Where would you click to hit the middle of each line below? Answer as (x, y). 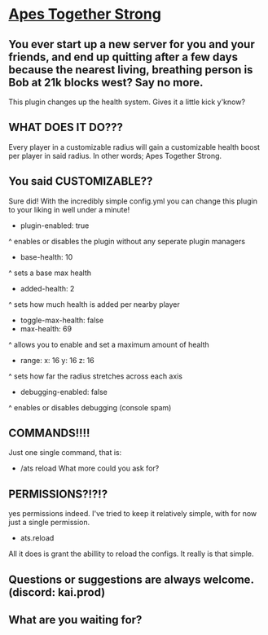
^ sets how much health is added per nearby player (94, 304)
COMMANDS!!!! (49, 434)
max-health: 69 (46, 328)
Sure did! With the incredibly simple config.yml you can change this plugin (133, 201)
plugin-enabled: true (55, 226)
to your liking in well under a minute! (69, 209)
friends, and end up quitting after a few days (123, 57)
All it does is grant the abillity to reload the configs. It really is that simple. (131, 554)
